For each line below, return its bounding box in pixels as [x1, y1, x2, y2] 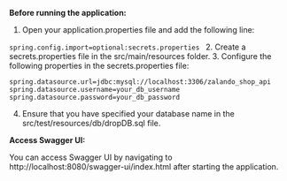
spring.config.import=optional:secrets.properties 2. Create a [9, 41, 246, 52]
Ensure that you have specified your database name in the [21, 109, 235, 118]
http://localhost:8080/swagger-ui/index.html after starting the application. [9, 162, 279, 171]
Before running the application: [9, 8, 127, 18]
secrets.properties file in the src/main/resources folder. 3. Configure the [9, 51, 272, 61]
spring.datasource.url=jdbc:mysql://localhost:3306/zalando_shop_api [9, 78, 272, 87]
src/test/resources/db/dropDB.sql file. [21, 118, 161, 128]
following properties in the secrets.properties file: [9, 61, 190, 71]
